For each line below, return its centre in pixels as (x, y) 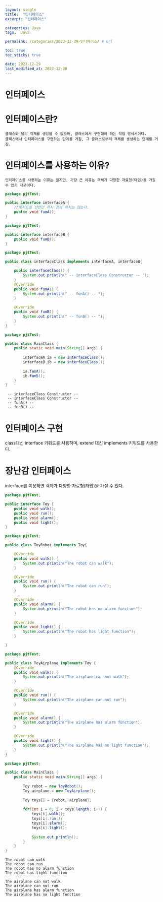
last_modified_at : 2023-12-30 (36, 68)
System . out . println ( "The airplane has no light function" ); (86, 745)
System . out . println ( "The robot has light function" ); (79, 632)
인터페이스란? (32, 119)
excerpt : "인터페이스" (26, 19)
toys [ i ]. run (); (47, 819)
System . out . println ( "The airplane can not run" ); (75, 700)
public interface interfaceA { (37, 203)
